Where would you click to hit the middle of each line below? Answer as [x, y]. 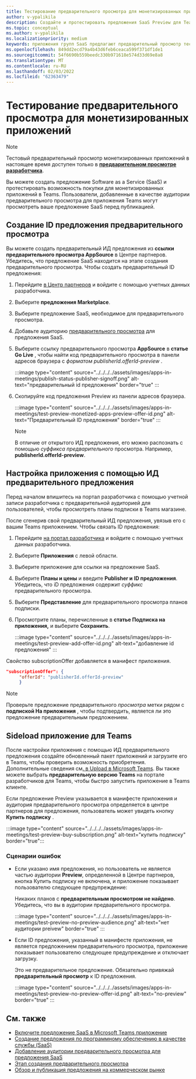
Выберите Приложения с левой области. [66, 555]
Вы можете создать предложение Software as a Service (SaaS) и [87, 182]
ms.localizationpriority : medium [47, 39]
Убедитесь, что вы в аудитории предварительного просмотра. [92, 905]
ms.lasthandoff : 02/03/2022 [40, 71]
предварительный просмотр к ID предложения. [76, 976]
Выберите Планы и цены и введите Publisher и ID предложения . [96, 578]
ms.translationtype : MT [35, 60]
